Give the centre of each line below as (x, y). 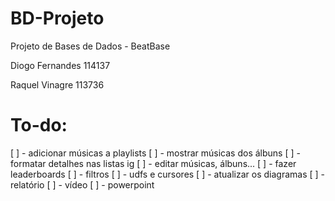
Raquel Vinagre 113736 (57, 84)
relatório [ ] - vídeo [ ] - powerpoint (82, 184)
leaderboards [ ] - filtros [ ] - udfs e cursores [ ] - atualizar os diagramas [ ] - (167, 174)
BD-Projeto (57, 18)
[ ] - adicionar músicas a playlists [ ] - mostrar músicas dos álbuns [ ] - (155, 153)
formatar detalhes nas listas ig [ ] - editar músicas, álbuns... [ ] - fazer (153, 163)
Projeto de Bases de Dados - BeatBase (90, 46)
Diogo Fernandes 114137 (60, 65)
